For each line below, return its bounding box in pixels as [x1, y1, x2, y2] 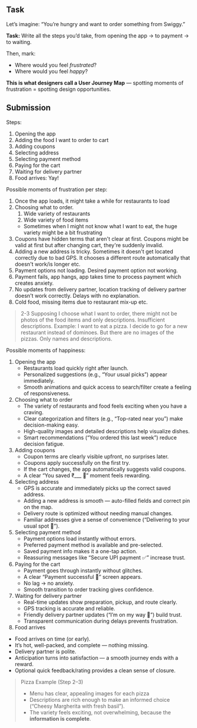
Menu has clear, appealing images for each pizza [29, 689, 150, 697]
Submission [6, 103, 51, 113]
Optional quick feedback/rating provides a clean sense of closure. [14, 667, 176, 674]
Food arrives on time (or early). [14, 635, 91, 642]
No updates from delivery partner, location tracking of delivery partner [14, 285, 187, 293]
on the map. [23, 503, 53, 510]
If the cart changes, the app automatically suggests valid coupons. [23, 465, 186, 472]
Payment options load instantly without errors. [23, 535, 136, 542]
